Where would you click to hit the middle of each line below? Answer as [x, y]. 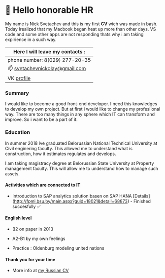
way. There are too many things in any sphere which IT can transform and [80, 114]
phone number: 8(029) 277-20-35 [49, 60]
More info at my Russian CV [40, 271]
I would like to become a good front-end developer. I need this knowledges [81, 104]
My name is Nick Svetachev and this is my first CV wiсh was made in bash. [81, 24]
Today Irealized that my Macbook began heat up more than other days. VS [81, 29]
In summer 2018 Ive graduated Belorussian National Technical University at [81, 143]
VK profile [19, 78]
